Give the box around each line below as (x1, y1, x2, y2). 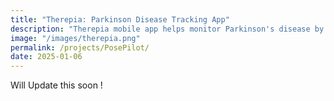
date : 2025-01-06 (10, 52, 83, 62)
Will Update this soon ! (10, 79, 103, 91)
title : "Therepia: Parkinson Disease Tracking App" (10, 14, 230, 25)
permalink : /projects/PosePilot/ (10, 42, 150, 53)
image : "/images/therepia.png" (10, 33, 141, 43)
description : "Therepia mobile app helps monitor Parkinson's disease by (10, 24, 325, 34)
